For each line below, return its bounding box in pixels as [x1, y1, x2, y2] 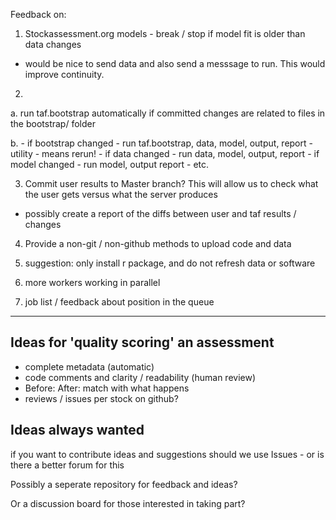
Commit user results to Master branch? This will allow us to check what [24, 178, 319, 189]
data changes [24, 39, 82, 50]
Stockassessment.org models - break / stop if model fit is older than [24, 28, 306, 39]
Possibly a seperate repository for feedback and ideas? [10, 478, 238, 490]
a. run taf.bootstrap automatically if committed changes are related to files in [10, 107, 326, 119]
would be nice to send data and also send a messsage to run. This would [24, 58, 326, 69]
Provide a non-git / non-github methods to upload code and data [24, 238, 292, 249]
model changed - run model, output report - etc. [10, 159, 210, 170]
